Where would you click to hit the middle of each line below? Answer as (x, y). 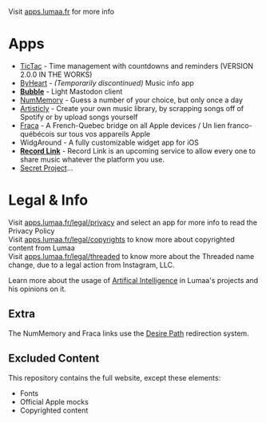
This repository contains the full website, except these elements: (115, 377)
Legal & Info (48, 200)
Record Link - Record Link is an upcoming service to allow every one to (137, 150)
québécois (37, 134)
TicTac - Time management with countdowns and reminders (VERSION (137, 66)
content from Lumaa (42, 248)
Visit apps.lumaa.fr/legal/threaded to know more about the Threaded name (131, 256)
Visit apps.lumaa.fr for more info (61, 12)
